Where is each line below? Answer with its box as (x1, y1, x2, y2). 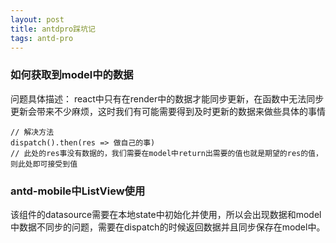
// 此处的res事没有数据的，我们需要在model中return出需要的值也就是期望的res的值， (10, 148, 323, 158)
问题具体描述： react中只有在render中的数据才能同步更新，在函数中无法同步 (10, 92, 325, 105)
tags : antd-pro (10, 33, 74, 43)
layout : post (10, 14, 65, 25)
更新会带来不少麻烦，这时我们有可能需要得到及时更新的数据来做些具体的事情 (10, 105, 326, 117)
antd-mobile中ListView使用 (10, 184, 146, 198)
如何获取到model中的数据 (10, 68, 134, 82)
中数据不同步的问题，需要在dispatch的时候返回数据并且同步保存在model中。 (10, 221, 326, 233)
